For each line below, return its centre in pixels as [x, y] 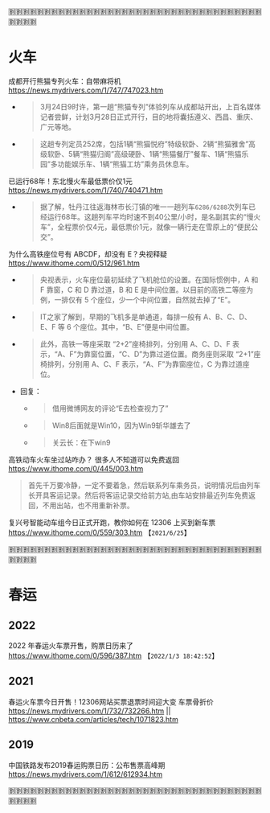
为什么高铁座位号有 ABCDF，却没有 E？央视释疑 [88, 254]
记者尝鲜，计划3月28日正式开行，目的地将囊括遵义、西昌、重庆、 [149, 117]
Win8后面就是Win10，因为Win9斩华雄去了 [121, 425]
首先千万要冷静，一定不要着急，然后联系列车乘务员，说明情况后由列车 [144, 485]
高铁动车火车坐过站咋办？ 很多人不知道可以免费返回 [94, 459]
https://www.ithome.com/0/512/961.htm [74, 263]
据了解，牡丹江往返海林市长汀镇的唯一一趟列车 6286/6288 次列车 [144, 207]
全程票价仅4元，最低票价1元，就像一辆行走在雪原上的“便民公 [158, 227]
